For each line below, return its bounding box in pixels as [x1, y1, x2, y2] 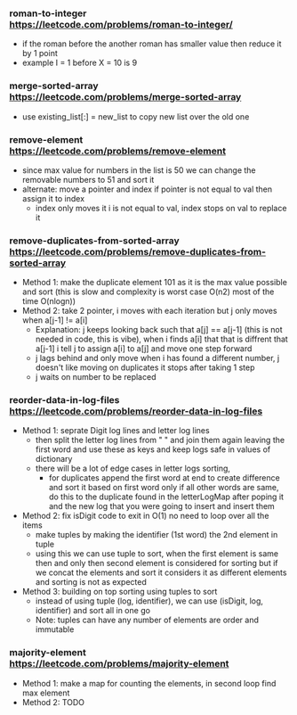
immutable [35, 624, 75, 635]
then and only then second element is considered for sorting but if [35, 558, 278, 569]
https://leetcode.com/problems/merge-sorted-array [9, 91, 242, 103]
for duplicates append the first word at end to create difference [48, 473, 280, 483]
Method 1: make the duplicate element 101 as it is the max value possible [21, 277, 287, 288]
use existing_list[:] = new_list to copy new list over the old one [21, 111, 250, 122]
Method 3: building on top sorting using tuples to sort [21, 587, 218, 597]
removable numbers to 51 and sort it [21, 174, 155, 185]
